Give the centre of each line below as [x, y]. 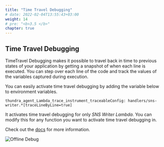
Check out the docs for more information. [48, 129]
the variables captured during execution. [47, 76]
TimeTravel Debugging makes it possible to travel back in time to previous [81, 60]
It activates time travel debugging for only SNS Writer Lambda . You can [79, 114]
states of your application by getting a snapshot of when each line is [75, 66]
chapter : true [20, 28]
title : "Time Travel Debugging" [39, 10]
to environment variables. [31, 91]
